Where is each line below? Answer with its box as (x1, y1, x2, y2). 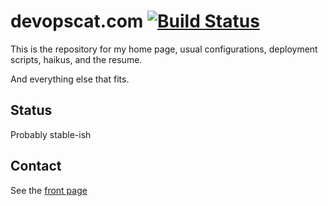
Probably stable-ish (10, 128, 92, 140)
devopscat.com (10, 10, 144, 33)
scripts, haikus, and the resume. (10, 53, 143, 65)
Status (10, 102, 53, 119)
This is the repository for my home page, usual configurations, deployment (10, 43, 318, 55)
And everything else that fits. (10, 73, 130, 85)
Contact (10, 158, 62, 175)
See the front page (10, 184, 88, 196)
